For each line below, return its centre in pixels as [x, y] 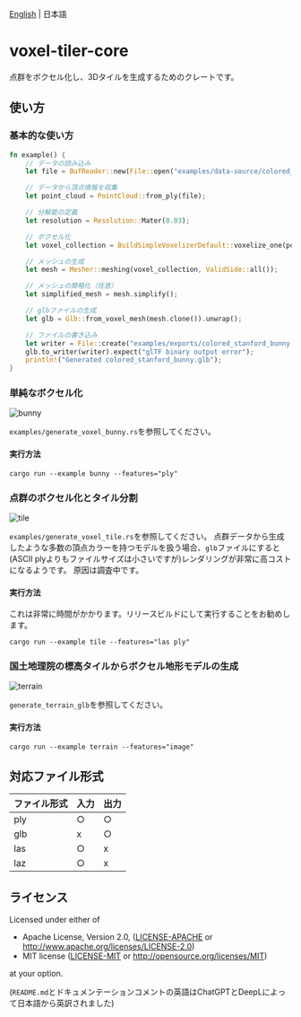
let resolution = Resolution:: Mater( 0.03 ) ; [108, 220]
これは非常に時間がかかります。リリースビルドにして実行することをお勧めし [150, 614]
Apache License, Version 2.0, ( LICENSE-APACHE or [117, 937]
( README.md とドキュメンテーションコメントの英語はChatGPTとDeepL [136, 992]
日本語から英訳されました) [65, 1004]
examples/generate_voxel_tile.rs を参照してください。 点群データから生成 [147, 536]
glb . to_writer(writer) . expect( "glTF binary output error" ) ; [140, 352]
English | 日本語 [38, 14]
